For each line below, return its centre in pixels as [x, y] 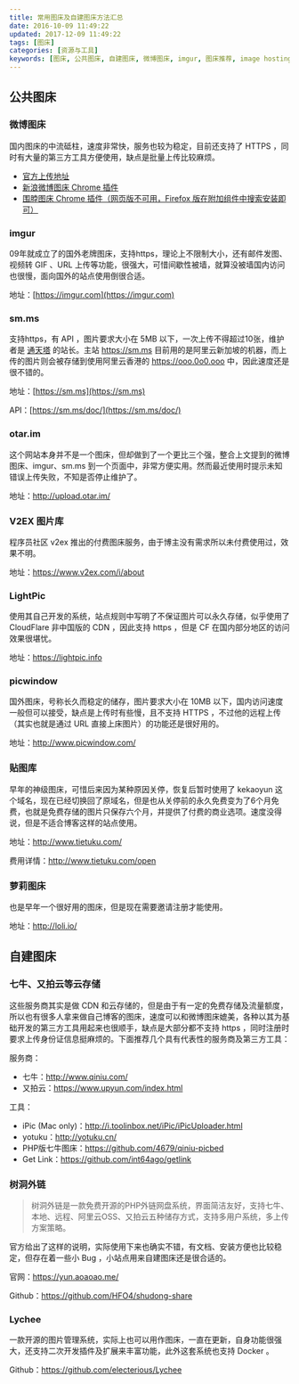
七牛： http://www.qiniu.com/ [75, 1077]
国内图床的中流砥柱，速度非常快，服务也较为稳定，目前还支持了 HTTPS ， [145, 146]
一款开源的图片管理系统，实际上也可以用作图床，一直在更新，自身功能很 [141, 1340]
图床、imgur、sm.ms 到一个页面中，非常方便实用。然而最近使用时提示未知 [146, 465]
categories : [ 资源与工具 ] [54, 51]
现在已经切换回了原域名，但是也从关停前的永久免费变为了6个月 [155, 800]
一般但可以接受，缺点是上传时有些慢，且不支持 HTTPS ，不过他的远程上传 [145, 713]
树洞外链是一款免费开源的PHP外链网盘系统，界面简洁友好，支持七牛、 [160, 1206]
